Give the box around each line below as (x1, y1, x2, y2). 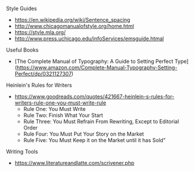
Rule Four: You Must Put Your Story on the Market (23, 130, 144, 137)
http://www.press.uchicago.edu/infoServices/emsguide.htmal (14, 35, 164, 42)
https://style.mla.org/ (14, 29, 66, 36)
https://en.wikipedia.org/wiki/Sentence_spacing (14, 16, 131, 23)
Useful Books (6, 46, 39, 53)
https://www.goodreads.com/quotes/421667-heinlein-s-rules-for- (14, 93, 175, 100)
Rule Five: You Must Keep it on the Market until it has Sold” (23, 137, 166, 143)
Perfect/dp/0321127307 (14, 70, 72, 77)
